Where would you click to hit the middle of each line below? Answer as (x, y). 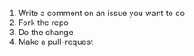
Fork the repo (44, 23)
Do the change (46, 32)
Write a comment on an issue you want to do (102, 13)
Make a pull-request (55, 42)
